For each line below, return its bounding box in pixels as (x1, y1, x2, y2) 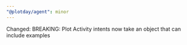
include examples (6, 31, 50, 39)
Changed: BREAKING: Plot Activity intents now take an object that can (6, 25, 181, 32)
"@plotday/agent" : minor (6, 8, 69, 15)
